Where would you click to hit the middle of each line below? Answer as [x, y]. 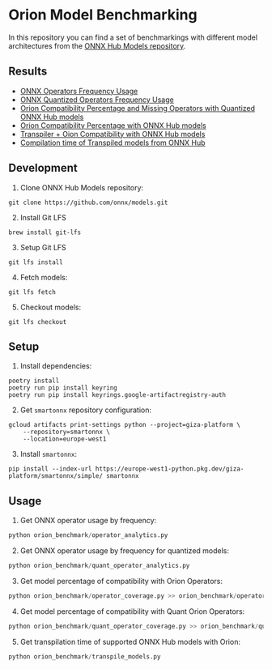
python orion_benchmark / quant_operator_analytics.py [99, 566]
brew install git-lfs [45, 232]
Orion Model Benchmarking [103, 15]
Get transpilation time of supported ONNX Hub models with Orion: [130, 641]
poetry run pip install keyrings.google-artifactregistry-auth [117, 395]
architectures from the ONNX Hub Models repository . [97, 45]
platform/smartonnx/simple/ [56, 476]
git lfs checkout [38, 322]
